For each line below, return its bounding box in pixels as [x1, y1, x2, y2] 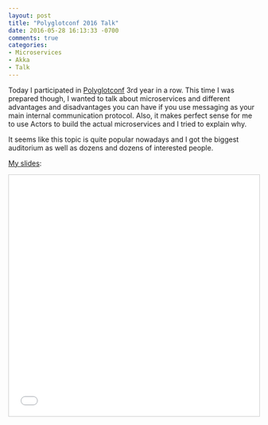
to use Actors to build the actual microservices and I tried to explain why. [8, 119, 247, 128]
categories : [8, 41, 48, 49]
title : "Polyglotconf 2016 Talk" [8, 19, 119, 27]
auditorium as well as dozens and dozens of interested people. [8, 142, 214, 152]
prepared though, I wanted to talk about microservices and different [8, 93, 231, 103]
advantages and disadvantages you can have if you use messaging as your [8, 102, 255, 111]
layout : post [8, 11, 52, 20]
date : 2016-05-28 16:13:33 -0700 [8, 26, 119, 34]
